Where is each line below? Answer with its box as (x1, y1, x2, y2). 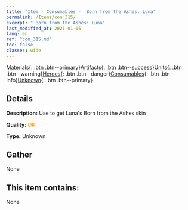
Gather (6, 149, 33, 159)
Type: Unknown (6, 132, 46, 140)
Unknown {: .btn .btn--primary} (17, 76, 93, 83)
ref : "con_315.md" (6, 36, 52, 42)
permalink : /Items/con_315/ (6, 14, 76, 20)
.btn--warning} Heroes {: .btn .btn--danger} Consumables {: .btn (6, 70, 159, 77)
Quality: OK (6, 121, 36, 128)
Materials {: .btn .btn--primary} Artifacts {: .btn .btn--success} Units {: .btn (6, 64, 182, 71)
